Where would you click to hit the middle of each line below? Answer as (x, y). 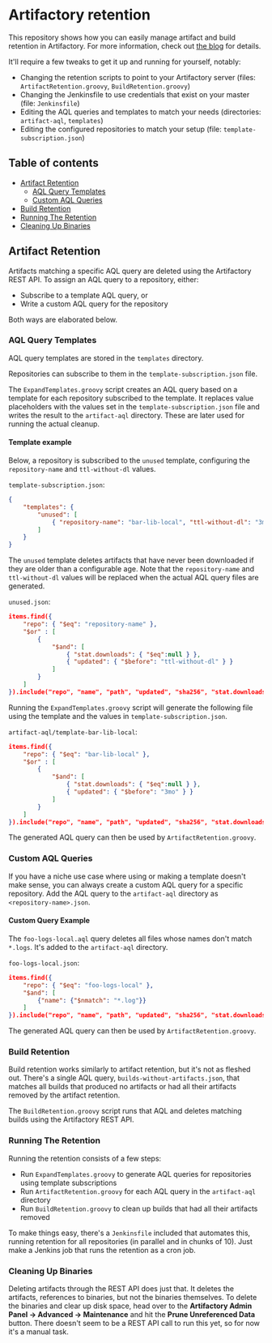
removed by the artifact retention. (64, 1095)
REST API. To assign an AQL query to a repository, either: (104, 279)
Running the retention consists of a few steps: (85, 1158)
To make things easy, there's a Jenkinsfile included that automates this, (130, 1233)
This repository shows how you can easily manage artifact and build (122, 37)
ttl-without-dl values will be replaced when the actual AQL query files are (134, 578)
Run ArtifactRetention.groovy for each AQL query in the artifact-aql (138, 1191)
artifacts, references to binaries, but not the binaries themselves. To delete (133, 1298)
